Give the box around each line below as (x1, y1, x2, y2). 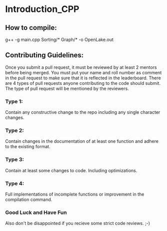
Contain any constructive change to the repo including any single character (5, 109, 160, 115)
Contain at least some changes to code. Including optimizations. (5, 167, 137, 173)
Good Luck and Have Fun (5, 209, 67, 216)
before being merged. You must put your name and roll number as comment (5, 69, 162, 75)
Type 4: (5, 180, 24, 187)
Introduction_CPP (5, 3, 79, 15)
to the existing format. (5, 144, 51, 150)
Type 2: (5, 127, 24, 134)
